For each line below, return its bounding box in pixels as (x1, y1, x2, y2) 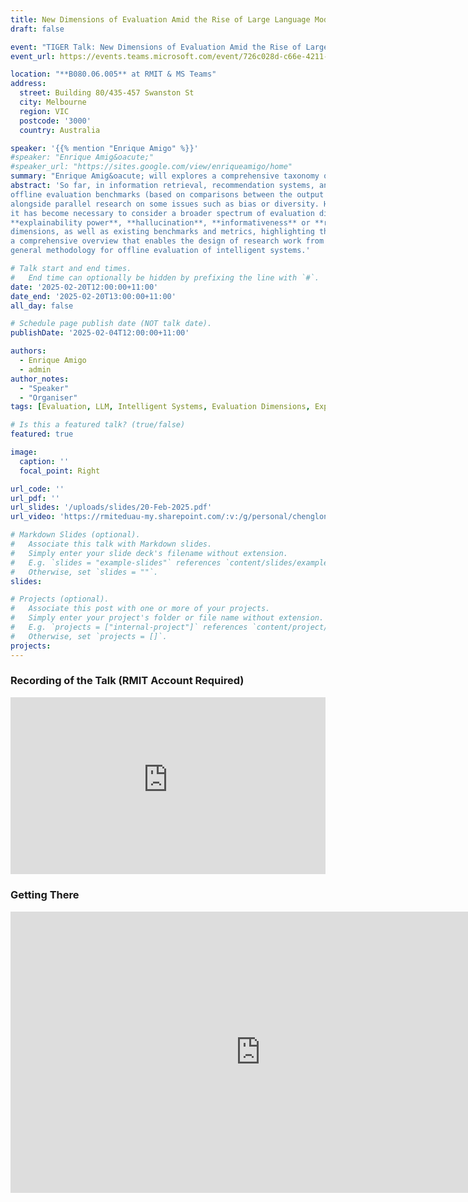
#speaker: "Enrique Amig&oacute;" (10, 152, 155, 163)
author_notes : (10, 374, 70, 384)
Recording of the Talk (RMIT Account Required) (10, 674, 245, 688)
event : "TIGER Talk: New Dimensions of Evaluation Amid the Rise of (10, 42, 302, 52)
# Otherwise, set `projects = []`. (10, 631, 168, 641)
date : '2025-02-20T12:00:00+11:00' (10, 282, 159, 292)
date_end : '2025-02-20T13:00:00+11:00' (10, 291, 177, 301)
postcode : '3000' (19, 116, 92, 126)
